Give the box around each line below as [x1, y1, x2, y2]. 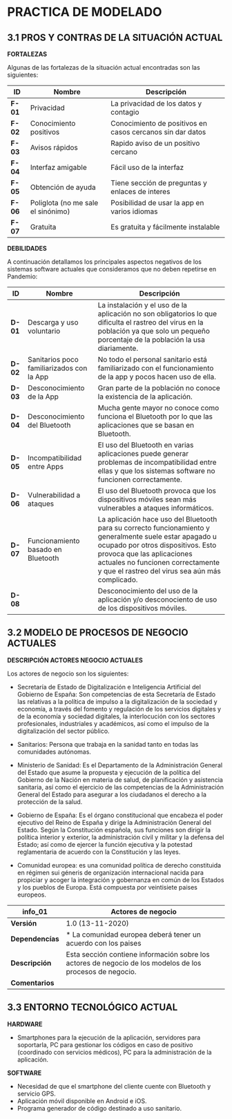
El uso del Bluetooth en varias [97, 440, 194, 450]
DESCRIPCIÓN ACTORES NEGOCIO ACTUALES [7, 656, 143, 664]
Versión [10, 918, 37, 928]
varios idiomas [110, 207, 158, 216]
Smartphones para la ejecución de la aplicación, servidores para [17, 1033, 201, 1042]
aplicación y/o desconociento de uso [97, 595, 217, 604]
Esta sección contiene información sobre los [66, 949, 211, 959]
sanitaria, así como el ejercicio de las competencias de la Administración [17, 783, 224, 791]
